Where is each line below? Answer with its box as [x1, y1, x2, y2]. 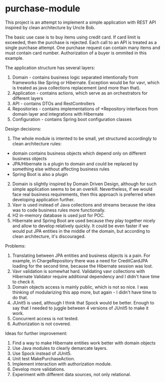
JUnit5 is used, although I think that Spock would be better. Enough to [12, 299, 154, 305]
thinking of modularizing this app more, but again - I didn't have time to [12, 289, 157, 295]
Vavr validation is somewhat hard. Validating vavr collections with [12, 268, 145, 274]
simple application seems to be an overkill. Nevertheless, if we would [12, 186, 153, 192]
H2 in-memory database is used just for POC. [12, 212, 105, 218]
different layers [12, 95, 43, 101]
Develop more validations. [12, 366, 66, 372]
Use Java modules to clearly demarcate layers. [12, 345, 108, 351]
